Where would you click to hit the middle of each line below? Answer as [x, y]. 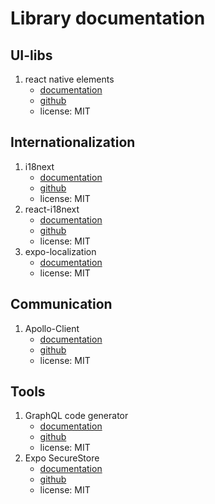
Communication [61, 304]
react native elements [69, 79]
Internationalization [73, 142]
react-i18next [52, 209]
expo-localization [60, 251]
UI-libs [31, 55]
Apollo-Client [52, 328]
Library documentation [108, 18]
